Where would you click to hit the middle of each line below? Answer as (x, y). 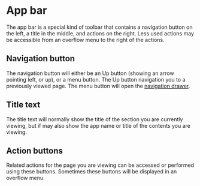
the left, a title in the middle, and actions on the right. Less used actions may (100, 33)
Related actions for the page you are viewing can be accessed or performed (100, 165)
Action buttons (34, 151)
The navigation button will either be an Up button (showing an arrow (90, 73)
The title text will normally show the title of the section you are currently (95, 119)
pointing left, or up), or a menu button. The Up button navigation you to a (96, 79)
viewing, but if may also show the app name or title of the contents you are (98, 125)
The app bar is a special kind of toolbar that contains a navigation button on (99, 27)
